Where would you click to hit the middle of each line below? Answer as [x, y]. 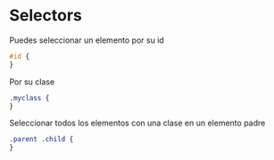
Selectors [46, 16]
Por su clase [32, 82]
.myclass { [29, 98]
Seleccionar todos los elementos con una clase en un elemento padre [137, 123]
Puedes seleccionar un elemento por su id [87, 40]
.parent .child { [42, 140]
